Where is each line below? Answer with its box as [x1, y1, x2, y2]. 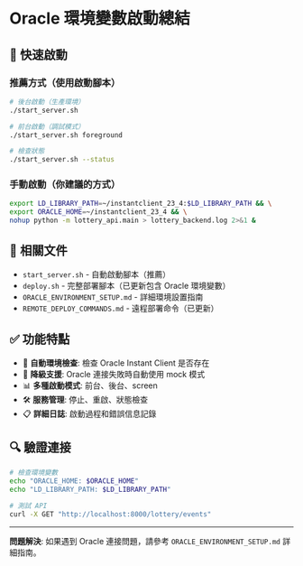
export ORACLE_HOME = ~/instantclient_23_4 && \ [9, 208, 188, 217]
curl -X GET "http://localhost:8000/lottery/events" [9, 509, 212, 519]
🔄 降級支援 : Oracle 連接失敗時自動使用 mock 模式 [22, 368, 206, 379]
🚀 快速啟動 [9, 47, 68, 62]
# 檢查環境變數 [9, 469, 59, 478]
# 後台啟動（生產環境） [9, 97, 86, 107]
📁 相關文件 [9, 243, 68, 258]
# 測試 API [9, 502, 48, 511]
